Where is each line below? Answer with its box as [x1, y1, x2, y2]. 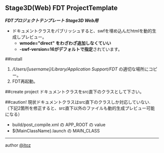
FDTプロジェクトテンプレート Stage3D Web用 [5, 17, 99, 23]
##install [5, 56, 23, 62]
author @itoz [5, 142, 31, 148]
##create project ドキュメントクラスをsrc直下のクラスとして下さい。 [5, 88, 144, 94]
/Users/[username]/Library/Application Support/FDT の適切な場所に [12, 66, 149, 72]
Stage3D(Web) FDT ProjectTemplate [5, 4, 118, 12]
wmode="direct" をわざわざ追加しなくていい [19, 40, 111, 46]
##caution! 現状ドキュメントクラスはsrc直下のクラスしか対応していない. [5, 99, 151, 105]
